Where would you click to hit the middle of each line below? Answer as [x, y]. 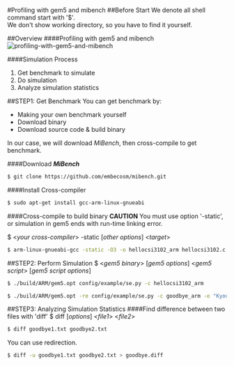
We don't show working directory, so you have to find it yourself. [100, 25]
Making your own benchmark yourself [72, 115]
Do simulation [37, 80]
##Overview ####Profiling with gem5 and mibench [81, 38]
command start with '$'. [41, 17]
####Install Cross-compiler [47, 190]
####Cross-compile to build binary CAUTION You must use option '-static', [116, 216]
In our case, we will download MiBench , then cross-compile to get [102, 143]
